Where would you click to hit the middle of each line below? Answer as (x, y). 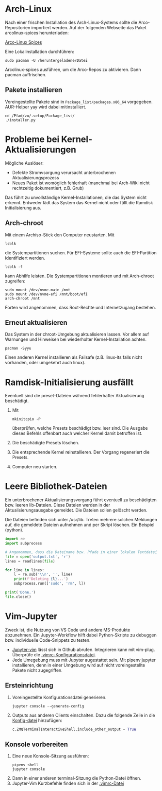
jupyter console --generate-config (48, 706)
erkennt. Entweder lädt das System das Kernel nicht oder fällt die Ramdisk (79, 202)
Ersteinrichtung (29, 686)
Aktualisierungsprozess (35, 177)
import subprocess (24, 544)
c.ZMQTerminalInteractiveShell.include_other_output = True (74, 729)
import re (15, 539)
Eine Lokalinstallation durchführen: (40, 52)
